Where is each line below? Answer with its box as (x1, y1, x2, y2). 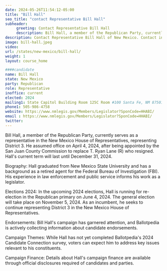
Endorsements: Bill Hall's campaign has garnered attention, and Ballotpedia (5, 219, 160, 225)
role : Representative (5, 86, 50, 91)
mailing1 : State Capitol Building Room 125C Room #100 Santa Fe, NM (5, 100, 150, 105)
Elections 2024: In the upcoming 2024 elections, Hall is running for (5, 188, 143, 195)
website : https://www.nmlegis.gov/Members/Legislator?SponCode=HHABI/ (5, 109, 155, 114)
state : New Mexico (5, 77, 43, 82)
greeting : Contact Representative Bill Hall (16, 26, 110, 31)
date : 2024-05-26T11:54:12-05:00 (5, 7, 75, 12)
